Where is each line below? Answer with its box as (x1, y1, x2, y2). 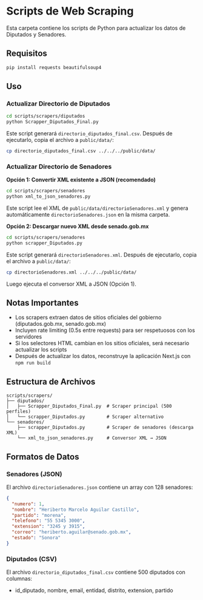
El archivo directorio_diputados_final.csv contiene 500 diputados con (6, 568, 186, 576)
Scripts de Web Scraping (6, 4, 134, 18)
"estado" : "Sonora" (12, 535, 61, 541)
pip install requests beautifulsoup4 (6, 64, 102, 70)
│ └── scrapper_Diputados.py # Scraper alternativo (6, 414, 164, 420)
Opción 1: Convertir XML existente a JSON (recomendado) (6, 176, 156, 183)
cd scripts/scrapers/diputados (6, 113, 85, 120)
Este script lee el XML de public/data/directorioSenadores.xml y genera (6, 204, 189, 212)
